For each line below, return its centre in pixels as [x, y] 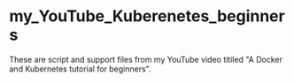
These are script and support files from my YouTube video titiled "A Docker [146, 59]
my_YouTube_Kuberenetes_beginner [147, 16]
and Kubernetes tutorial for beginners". [80, 69]
